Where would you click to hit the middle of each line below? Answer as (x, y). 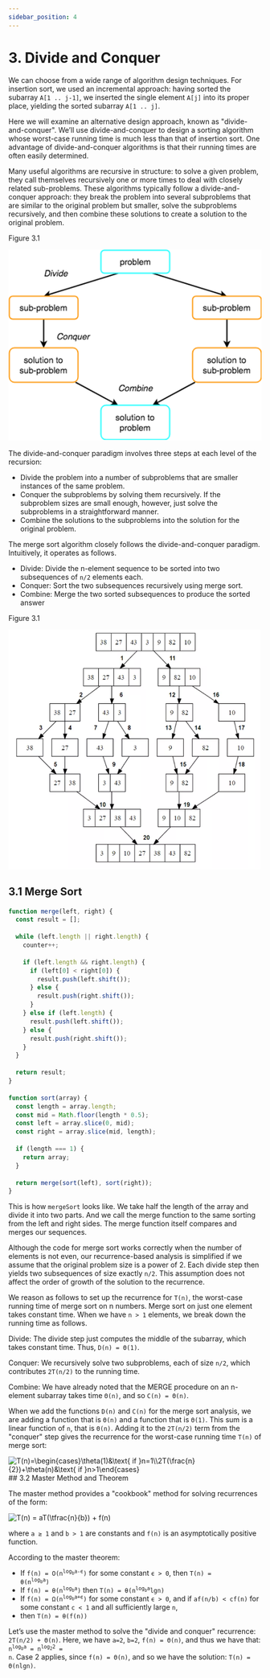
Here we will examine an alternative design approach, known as (114, 121)
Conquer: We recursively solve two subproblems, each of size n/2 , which (129, 1363)
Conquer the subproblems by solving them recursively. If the (120, 494)
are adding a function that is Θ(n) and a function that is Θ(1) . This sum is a (131, 1420)
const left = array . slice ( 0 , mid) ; (75, 1123)
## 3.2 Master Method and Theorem (68, 1478)
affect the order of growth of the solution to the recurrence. (106, 1282)
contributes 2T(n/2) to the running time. (74, 1372)
